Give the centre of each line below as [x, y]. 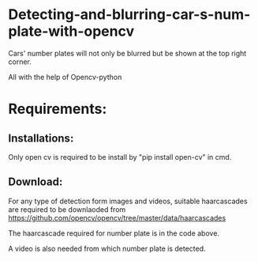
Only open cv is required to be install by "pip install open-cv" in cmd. [120, 157]
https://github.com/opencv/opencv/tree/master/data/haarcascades [117, 217]
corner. [20, 62]
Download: [36, 182]
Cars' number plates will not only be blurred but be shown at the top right [127, 53]
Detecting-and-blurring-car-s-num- [129, 15]
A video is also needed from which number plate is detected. [107, 248]
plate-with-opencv [71, 31]
